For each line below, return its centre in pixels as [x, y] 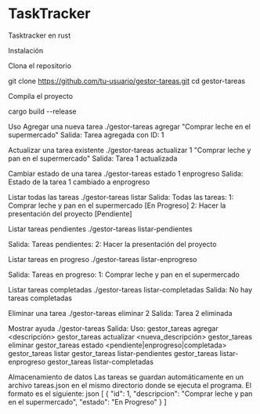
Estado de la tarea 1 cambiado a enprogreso [79, 182]
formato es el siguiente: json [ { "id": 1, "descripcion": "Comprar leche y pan [130, 394]
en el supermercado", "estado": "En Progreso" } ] [87, 401]
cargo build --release [42, 111]
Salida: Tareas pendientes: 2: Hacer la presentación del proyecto [112, 244]
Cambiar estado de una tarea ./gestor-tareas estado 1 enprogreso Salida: [126, 173]
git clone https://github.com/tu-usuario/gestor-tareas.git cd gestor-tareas [126, 81]
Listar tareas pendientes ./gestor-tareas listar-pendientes [101, 229]
